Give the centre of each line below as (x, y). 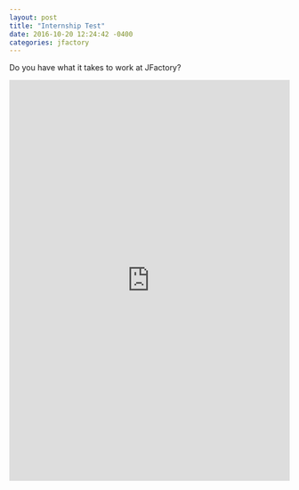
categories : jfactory (49, 42)
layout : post (33, 17)
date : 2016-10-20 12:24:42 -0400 (71, 34)
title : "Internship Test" (57, 26)
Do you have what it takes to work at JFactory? (95, 68)
